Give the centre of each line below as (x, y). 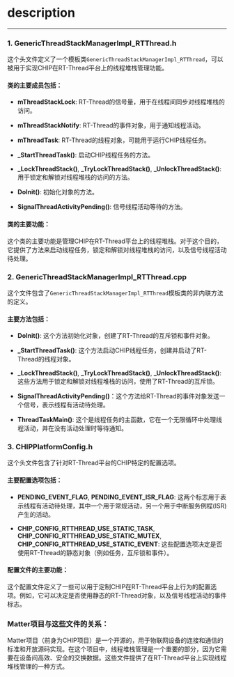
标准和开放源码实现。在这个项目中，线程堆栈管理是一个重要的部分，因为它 (114, 649)
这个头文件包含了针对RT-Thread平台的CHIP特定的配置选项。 (94, 463)
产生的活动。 (36, 514)
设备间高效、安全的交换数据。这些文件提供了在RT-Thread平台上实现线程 (123, 658)
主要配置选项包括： (35, 480)
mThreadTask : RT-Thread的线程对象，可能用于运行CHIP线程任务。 (114, 140)
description (41, 13)
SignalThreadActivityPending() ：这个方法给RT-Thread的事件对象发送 (118, 396)
